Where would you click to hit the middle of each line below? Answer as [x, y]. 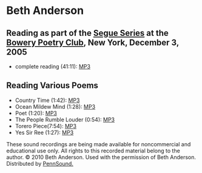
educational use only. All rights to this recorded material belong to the [93, 151]
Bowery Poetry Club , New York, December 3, [93, 42]
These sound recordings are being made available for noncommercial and [99, 144]
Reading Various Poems [52, 86]
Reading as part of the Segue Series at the [87, 33]
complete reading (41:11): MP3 [53, 66]
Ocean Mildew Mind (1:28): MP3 [55, 106]
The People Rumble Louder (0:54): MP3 [65, 120]
